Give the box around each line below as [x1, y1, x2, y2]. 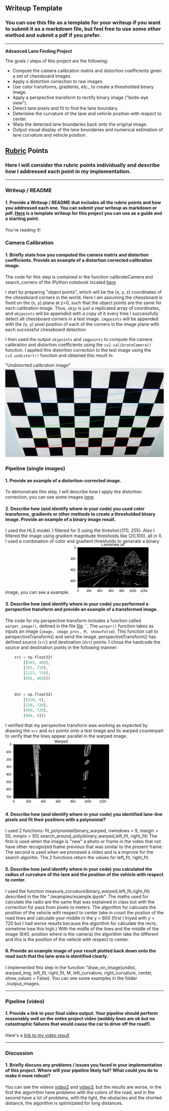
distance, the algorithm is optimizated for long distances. [5, 1100, 123, 1106]
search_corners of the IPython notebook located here [5, 279, 116, 285]
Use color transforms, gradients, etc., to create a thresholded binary [12, 83, 154, 90]
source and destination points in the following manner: [5, 644, 118, 650]
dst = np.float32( [14, 692, 53, 697]
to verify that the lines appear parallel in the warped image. [5, 733, 128, 739]
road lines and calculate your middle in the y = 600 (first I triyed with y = [5, 915, 155, 921]
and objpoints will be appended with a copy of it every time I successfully [5, 310, 159, 316]
